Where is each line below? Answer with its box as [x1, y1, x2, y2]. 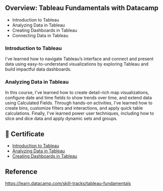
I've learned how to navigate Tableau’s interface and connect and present [5, 56, 154, 62]
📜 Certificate [5, 130, 45, 138]
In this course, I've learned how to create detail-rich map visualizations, [5, 90, 149, 95]
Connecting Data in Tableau [12, 32, 69, 38]
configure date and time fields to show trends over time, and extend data [5, 95, 152, 101]
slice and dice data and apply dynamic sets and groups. [5, 116, 118, 121]
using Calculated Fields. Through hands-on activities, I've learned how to [5, 100, 153, 106]
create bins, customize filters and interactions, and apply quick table [5, 105, 143, 111]
